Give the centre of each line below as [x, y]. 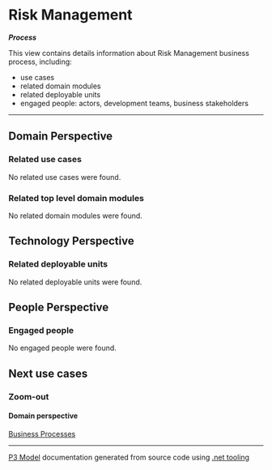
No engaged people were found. [63, 348]
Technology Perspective [72, 241]
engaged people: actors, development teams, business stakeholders [134, 103]
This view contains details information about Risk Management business [129, 53]
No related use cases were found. [65, 177]
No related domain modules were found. [76, 216]
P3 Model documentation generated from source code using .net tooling [129, 457]
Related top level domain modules [76, 198]
